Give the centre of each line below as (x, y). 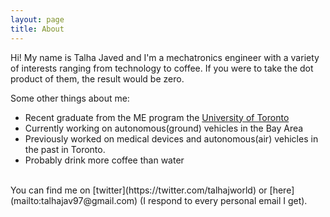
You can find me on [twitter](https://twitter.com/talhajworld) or (139, 190)
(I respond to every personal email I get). (223, 200)
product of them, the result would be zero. (97, 78)
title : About (37, 29)
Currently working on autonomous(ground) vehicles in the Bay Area (164, 128)
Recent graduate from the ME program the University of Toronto (157, 117)
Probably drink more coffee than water (104, 160)
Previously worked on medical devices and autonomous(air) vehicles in (171, 138)
